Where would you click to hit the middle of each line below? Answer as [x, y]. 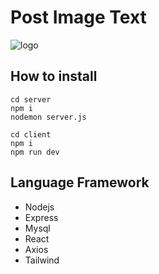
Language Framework [80, 182]
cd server [31, 99]
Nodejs [39, 207]
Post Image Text [78, 17]
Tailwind [42, 260]
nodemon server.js [48, 117]
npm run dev [35, 152]
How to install [54, 76]
